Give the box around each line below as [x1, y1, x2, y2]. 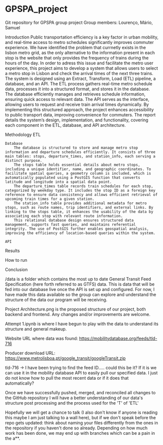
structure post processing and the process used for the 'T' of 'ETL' [5, 400, 139, 406]
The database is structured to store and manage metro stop [14, 145, 138, 150]
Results [5, 248, 20, 253]
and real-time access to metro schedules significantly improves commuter [5, 39, 154, 45]
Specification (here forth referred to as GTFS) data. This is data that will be [5, 281, 155, 287]
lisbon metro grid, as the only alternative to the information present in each [5, 50, 155, 56]
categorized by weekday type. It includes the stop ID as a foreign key [5, 188, 156, 193]
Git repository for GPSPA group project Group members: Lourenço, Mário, [5, 19, 153, 25]
